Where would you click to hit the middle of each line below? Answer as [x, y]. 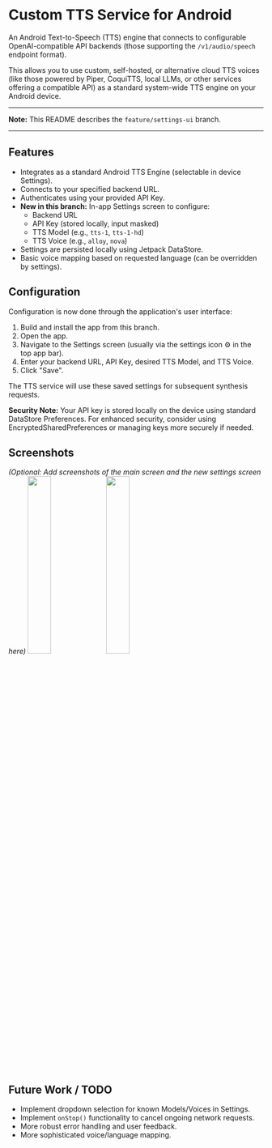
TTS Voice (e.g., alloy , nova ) [80, 240]
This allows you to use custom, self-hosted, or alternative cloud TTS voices [134, 70]
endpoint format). [38, 54]
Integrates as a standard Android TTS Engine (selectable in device [130, 172]
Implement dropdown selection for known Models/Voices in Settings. [135, 1109]
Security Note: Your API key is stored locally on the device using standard [132, 410]
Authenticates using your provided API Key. [92, 198]
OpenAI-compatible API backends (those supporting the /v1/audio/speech [132, 45]
